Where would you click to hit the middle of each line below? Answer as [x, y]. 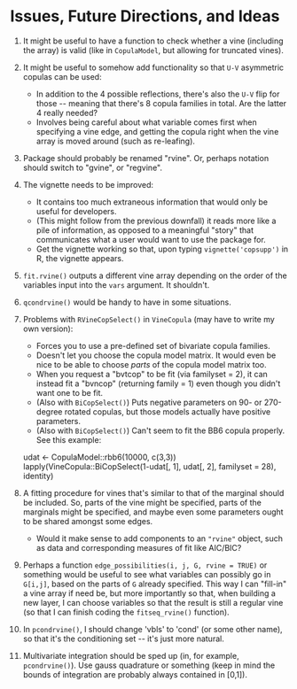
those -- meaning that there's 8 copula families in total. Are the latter [161, 103]
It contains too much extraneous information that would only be [152, 202]
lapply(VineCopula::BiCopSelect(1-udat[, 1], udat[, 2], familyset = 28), [149, 466]
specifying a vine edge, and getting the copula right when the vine [157, 131]
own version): [48, 329]
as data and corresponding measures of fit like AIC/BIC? [139, 547]
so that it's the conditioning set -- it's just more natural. [123, 639]
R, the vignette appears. [80, 258]
